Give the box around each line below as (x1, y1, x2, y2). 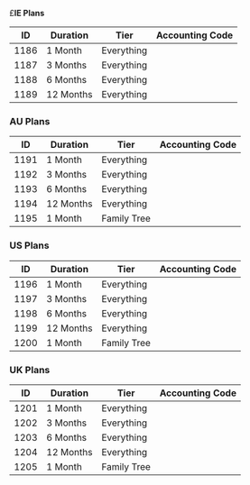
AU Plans (9, 114, 51, 127)
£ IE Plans (9, 8, 45, 18)
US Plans (9, 239, 50, 252)
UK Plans (9, 363, 51, 376)
